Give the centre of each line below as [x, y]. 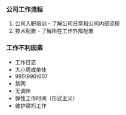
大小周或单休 [30, 69]
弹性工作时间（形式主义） [46, 98]
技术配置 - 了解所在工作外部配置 [54, 31]
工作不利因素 [25, 48]
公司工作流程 [25, 9]
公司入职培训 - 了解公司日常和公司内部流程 [67, 24]
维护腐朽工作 [30, 105]
